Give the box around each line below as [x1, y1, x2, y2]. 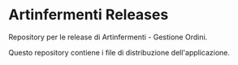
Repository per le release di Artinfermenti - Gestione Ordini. [8, 32, 208, 42]
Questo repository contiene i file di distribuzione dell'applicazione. [8, 47, 230, 57]
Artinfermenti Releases [8, 6, 169, 24]
